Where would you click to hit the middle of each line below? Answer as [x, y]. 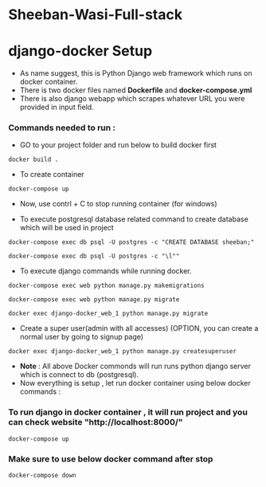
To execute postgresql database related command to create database [134, 219]
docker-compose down [43, 476]
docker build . [33, 160]
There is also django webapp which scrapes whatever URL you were [132, 99]
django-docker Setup [80, 51]
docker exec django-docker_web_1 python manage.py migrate [108, 314]
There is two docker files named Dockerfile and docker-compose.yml [136, 90]
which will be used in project [66, 228]
